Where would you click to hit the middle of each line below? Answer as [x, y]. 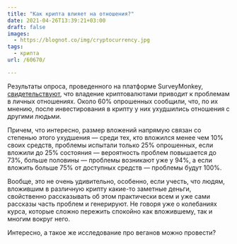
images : [19, 34]
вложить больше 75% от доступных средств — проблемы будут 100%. [115, 168]
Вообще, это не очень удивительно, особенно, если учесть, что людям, [116, 181]
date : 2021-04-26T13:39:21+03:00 [57, 21]
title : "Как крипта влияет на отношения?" [71, 14]
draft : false [27, 27]
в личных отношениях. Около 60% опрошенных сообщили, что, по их [112, 101]
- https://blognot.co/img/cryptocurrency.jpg [82, 40]
